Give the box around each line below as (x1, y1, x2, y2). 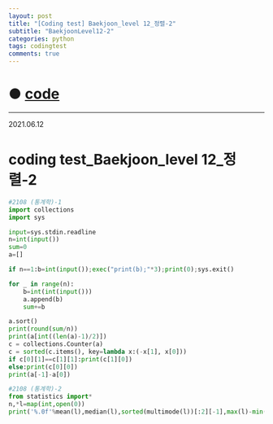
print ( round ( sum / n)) (8, 325, 79, 334)
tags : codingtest (8, 42, 67, 50)
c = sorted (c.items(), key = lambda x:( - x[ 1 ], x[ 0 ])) (8, 348, 187, 356)
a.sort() (8, 317, 38, 326)
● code (8, 85, 60, 103)
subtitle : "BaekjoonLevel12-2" (8, 27, 115, 35)
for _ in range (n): (8, 280, 75, 288)
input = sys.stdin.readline (8, 228, 96, 236)
